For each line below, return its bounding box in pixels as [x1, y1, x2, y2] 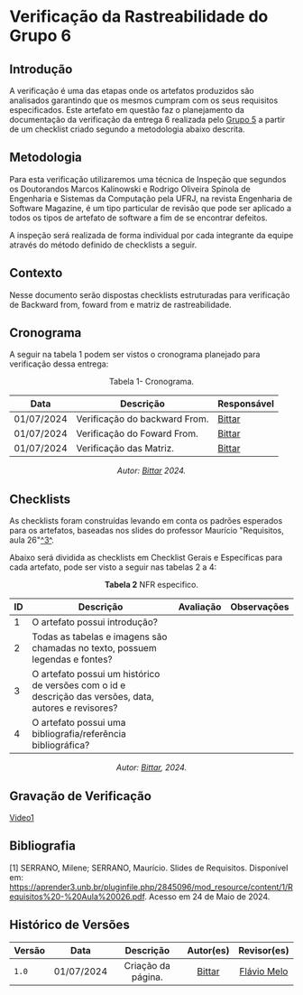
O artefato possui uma [32, 716, 126, 729]
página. [131, 971, 164, 983]
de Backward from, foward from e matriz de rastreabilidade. [9, 299, 232, 310]
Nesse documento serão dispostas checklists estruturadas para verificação [9, 289, 290, 300]
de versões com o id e [32, 679, 126, 692]
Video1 [9, 813, 34, 823]
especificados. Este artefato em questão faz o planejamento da [9, 105, 245, 115]
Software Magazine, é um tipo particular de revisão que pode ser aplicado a [9, 202, 291, 213]
